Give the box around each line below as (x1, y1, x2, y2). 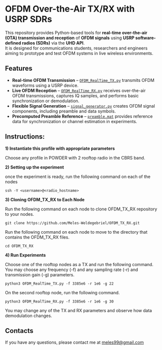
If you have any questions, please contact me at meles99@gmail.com (5, 339, 144, 345)
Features (5, 64, 32, 73)
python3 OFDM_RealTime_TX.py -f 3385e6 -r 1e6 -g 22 (5, 281, 114, 286)
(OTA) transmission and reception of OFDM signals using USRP (5, 35, 135, 41)
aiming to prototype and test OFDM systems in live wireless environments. (5, 50, 154, 56)
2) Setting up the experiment (5, 164, 64, 170)
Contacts (5, 326, 34, 335)
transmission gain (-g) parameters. (5, 271, 75, 277)
